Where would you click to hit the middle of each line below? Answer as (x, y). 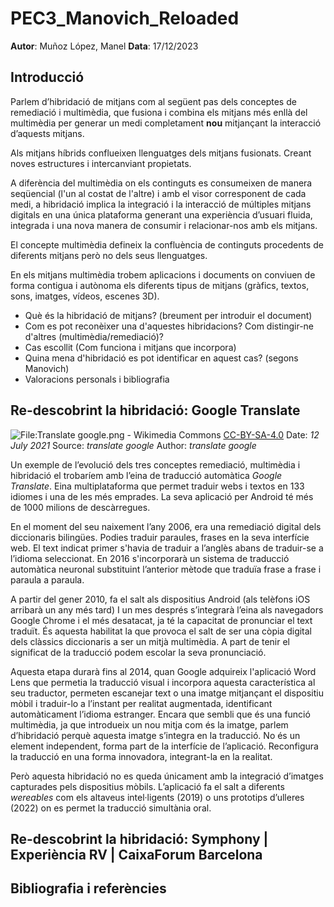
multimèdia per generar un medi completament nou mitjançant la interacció (166, 123)
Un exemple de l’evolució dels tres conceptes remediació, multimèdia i (155, 464)
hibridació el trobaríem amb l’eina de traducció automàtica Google (146, 475)
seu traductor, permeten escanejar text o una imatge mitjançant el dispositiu (167, 693)
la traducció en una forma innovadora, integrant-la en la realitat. (141, 756)
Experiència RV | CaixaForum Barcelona (136, 854)
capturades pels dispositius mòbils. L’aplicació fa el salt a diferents (147, 786)
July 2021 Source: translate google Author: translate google (133, 445)
